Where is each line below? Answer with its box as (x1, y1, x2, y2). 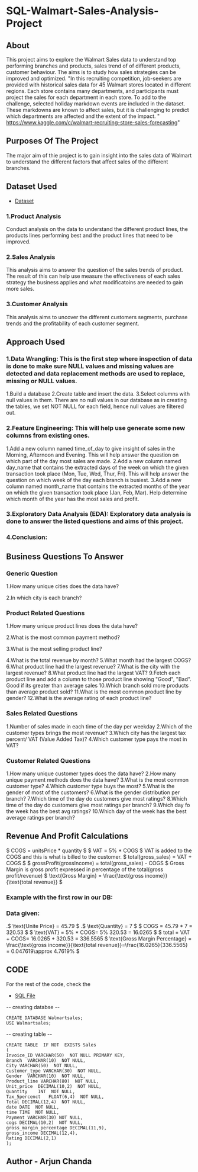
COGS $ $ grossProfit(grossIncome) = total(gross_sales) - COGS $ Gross (6, 859, 184, 866)
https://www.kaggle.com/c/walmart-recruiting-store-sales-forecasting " (6, 119, 180, 126)
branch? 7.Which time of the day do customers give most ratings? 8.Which (6, 795, 187, 802)
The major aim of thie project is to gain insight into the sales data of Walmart (6, 152, 192, 159)
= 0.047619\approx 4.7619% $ (6, 948, 80, 955)
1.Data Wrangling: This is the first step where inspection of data (6, 354, 193, 362)
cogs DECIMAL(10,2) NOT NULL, (6, 1119, 83, 1126)
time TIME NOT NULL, (6, 1109, 60, 1115)
